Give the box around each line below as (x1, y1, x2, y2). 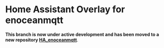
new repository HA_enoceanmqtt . (5, 37, 78, 43)
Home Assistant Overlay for (5, 4, 125, 15)
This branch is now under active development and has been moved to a (5, 31, 159, 37)
